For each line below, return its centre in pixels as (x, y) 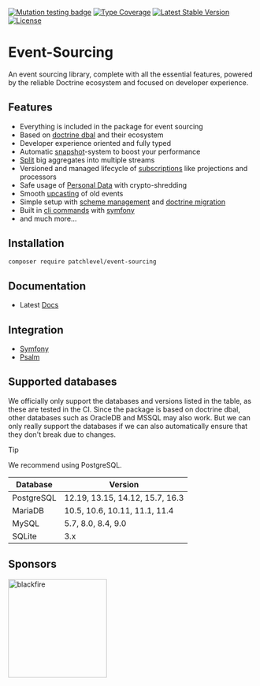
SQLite (24, 536)
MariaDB (28, 510)
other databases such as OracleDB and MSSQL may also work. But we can (129, 417)
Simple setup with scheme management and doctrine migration (123, 202)
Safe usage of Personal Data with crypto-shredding (103, 185)
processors (38, 177)
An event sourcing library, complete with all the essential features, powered (131, 74)
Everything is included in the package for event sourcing (111, 126)
